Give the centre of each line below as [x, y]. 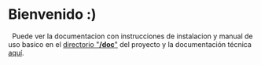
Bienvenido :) [52, 14]
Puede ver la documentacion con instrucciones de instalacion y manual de [132, 36]
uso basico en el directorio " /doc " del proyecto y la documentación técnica [130, 44]
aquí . [17, 52]
